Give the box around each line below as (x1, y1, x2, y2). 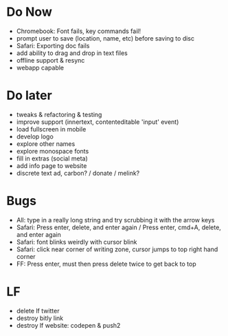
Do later (6, 87, 52, 103)
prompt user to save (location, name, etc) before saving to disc (16, 34, 195, 42)
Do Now (6, 4, 52, 20)
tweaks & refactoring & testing (16, 110, 102, 118)
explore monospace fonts (16, 147, 89, 155)
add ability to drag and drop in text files (16, 49, 128, 57)
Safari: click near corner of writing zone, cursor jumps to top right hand (16, 245, 218, 253)
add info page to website (16, 161, 87, 169)
